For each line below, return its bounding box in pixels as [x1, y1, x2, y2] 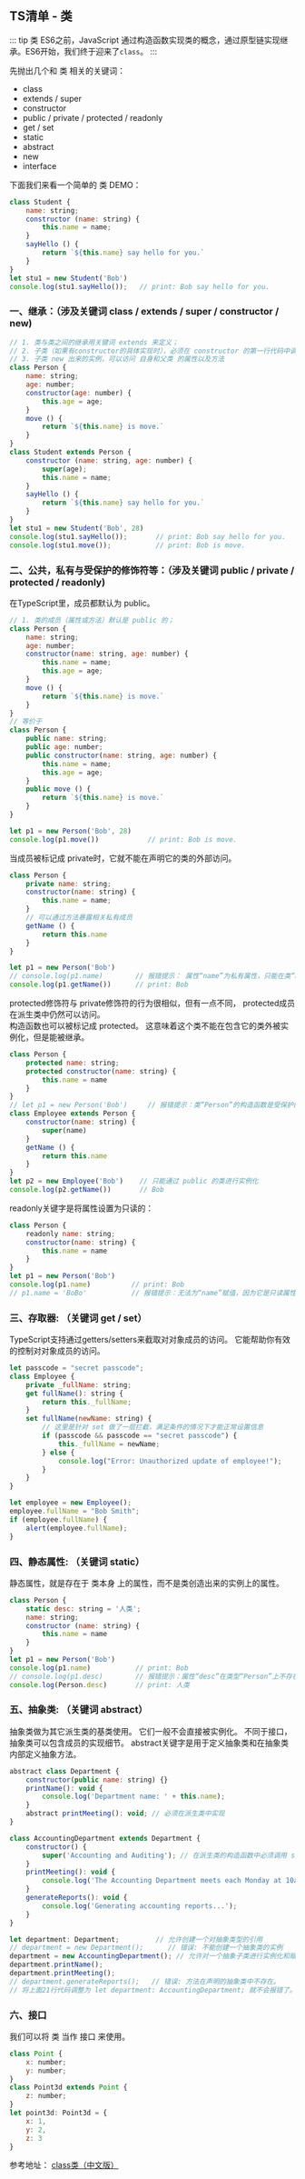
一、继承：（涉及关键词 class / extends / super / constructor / [9, 305, 280, 318]
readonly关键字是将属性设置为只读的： [9, 1203, 154, 1214]
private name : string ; [25, 879, 112, 888]
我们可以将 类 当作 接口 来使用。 [9, 2031, 130, 2042]
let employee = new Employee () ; [9, 1498, 132, 1507]
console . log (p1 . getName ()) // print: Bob [9, 980, 189, 989]
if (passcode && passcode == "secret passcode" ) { [42, 1431, 238, 1441]
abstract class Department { [9, 1766, 120, 1775]
